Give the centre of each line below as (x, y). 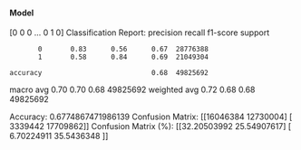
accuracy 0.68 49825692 (109, 73)
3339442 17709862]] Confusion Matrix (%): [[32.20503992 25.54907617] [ (150, 127)
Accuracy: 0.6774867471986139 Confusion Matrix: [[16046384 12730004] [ (151, 117)
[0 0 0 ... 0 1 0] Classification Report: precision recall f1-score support (140, 33)
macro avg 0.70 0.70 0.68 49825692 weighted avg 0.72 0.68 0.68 (132, 89)
